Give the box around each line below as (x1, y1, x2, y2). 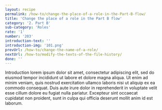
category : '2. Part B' (5, 20, 51, 26)
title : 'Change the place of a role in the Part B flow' (5, 16, 122, 21)
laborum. (5, 100, 23, 106)
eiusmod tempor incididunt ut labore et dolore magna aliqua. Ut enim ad (5, 75, 148, 81)
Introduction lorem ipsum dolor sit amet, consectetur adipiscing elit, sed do (5, 69, 155, 75)
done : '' (5, 56, 23, 61)
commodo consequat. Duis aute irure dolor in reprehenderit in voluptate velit (5, 85, 157, 91)
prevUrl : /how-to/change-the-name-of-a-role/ (5, 47, 98, 52)
